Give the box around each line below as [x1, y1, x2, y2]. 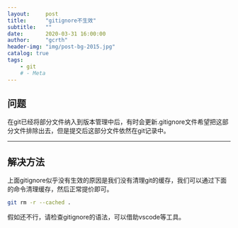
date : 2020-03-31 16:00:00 [7, 30, 106, 38]
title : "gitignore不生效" [7, 17, 97, 24]
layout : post [7, 10, 59, 18]
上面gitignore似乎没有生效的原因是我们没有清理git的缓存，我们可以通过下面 [7, 176, 227, 185]
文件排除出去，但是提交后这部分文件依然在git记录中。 [13, 127, 170, 135]
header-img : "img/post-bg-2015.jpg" [7, 43, 115, 50]
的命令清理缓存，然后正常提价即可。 [7, 185, 113, 193]
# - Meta [20, 69, 46, 76]
